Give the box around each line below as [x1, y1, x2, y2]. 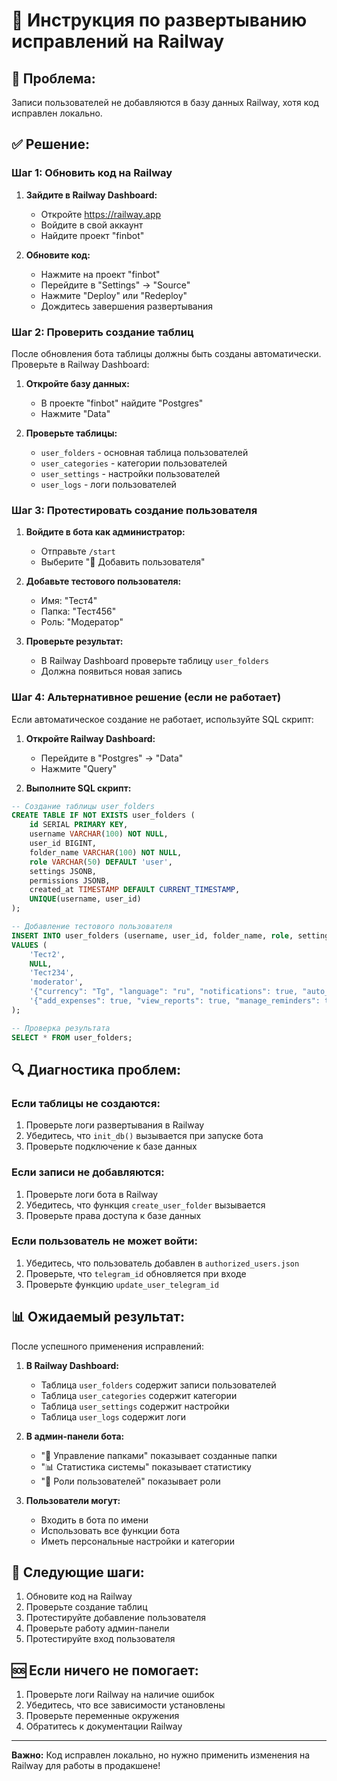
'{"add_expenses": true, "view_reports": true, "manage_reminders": [29, 996, 321, 1006]
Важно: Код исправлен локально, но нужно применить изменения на [11, 1749, 311, 1761]
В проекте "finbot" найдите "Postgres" [40, 397, 204, 409]
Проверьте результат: [25, 635, 124, 648]
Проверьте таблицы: [25, 427, 118, 439]
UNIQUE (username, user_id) [29, 894, 142, 904]
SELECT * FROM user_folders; [11, 1032, 133, 1043]
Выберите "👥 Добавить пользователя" [40, 556, 206, 568]
